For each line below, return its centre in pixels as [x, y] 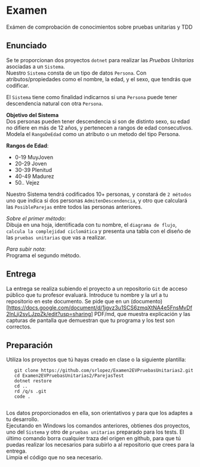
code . [22, 397]
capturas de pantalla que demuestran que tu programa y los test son [90, 320]
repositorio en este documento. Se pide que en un [68, 301]
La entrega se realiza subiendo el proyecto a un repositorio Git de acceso [97, 288]
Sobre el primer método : [36, 218]
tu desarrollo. [22, 419]
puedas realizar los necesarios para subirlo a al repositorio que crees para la [100, 445]
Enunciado [27, 46]
